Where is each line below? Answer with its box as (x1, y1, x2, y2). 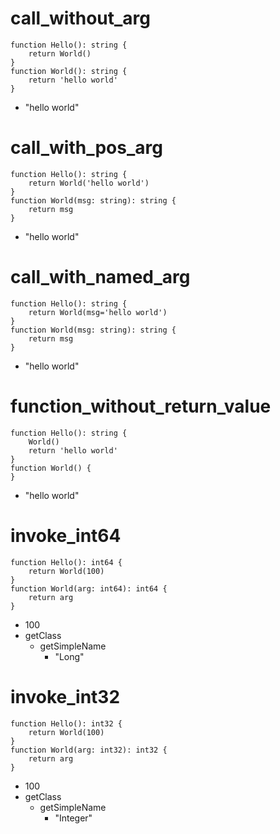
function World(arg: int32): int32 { (10, 745, 168, 755)
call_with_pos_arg (10, 137, 163, 159)
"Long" (54, 650, 85, 662)
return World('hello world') (28, 178, 150, 188)
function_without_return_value (10, 395, 272, 417)
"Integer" (54, 812, 93, 824)
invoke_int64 (10, 524, 122, 547)
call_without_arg (10, 7, 152, 30)
